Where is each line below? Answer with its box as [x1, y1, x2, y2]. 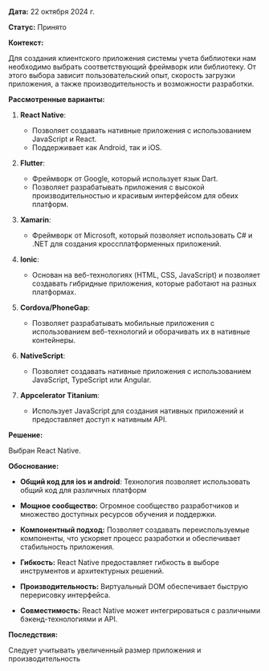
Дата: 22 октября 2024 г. [8, 7, 95, 16]
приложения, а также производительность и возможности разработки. [8, 79, 255, 88]
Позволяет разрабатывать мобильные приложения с [31, 319, 215, 327]
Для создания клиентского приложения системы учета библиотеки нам [8, 54, 257, 63]
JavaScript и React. [31, 134, 97, 144]
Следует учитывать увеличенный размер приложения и [8, 645, 202, 655]
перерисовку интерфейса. [19, 590, 111, 600]
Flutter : [19, 158, 46, 168]
